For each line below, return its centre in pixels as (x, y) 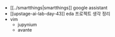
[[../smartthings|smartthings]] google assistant (59, 8)
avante (25, 30)
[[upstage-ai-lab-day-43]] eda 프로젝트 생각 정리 (60, 13)
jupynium (27, 24)
